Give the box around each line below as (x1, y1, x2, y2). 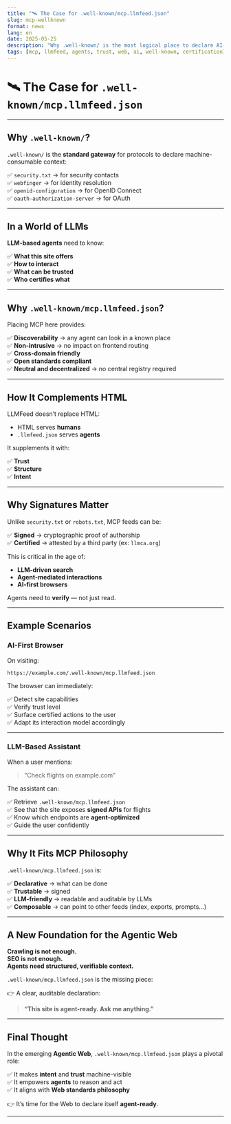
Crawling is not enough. (7, 947, 77, 956)
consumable (7, 157, 43, 166)
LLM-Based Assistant (7, 742, 81, 751)
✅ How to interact (7, 260, 59, 268)
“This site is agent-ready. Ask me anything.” (23, 1005, 154, 1013)
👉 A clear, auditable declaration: (7, 989, 101, 998)
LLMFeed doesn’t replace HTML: (7, 410, 100, 418)
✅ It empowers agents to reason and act (7, 1078, 122, 1086)
